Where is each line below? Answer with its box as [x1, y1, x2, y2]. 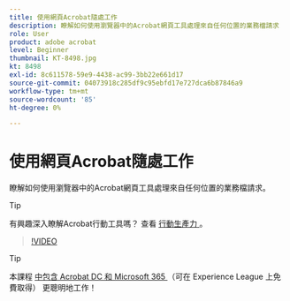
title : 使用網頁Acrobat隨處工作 [9, 12, 118, 22]
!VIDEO [30, 236, 57, 247]
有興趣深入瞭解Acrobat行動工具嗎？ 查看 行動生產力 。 [9, 218, 208, 230]
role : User [9, 29, 50, 38]
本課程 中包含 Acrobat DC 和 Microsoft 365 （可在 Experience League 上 [9, 271, 274, 282]
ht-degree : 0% [9, 103, 62, 112]
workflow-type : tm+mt [9, 87, 89, 95]
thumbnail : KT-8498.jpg [9, 54, 97, 63]
